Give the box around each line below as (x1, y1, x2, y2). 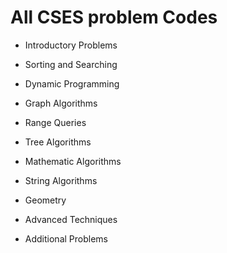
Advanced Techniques (24, 213, 118, 225)
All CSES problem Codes (10, 6, 218, 29)
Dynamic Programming (24, 77, 120, 90)
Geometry (24, 194, 67, 206)
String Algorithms (24, 174, 98, 186)
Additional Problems (24, 232, 108, 245)
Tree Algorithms (24, 136, 92, 148)
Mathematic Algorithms (24, 155, 122, 167)
